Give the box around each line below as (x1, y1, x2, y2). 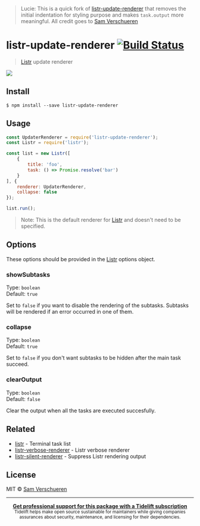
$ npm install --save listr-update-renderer (6, 102, 118, 108)
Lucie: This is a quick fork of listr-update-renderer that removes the (20, 5, 186, 12)
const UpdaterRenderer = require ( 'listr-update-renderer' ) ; (6, 134, 159, 140)
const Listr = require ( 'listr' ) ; (6, 140, 89, 146)
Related (6, 424, 36, 434)
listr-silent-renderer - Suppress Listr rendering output (14, 452, 146, 460)
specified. (20, 223, 46, 230)
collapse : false (17, 189, 58, 195)
